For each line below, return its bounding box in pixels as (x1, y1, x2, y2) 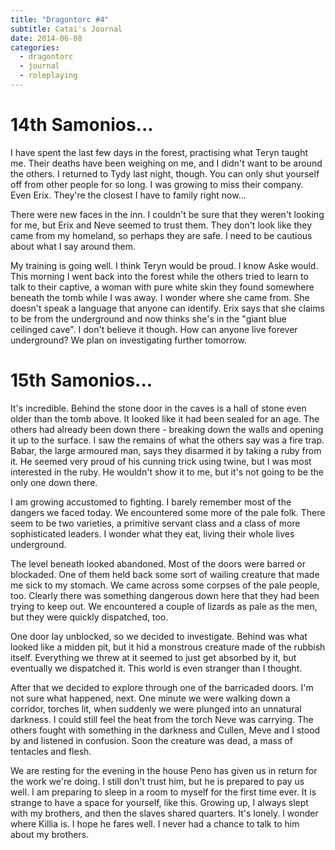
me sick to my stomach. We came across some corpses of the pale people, (10, 579, 320, 591)
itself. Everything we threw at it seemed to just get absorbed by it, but (10, 651, 297, 663)
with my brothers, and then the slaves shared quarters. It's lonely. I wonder (10, 807, 319, 819)
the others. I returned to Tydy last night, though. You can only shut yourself (10, 167, 320, 180)
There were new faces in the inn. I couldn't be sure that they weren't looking (10, 208, 325, 220)
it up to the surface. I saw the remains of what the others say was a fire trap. (10, 434, 325, 446)
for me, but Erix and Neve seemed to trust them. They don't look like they (10, 219, 313, 231)
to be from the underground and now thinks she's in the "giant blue (10, 312, 287, 325)
